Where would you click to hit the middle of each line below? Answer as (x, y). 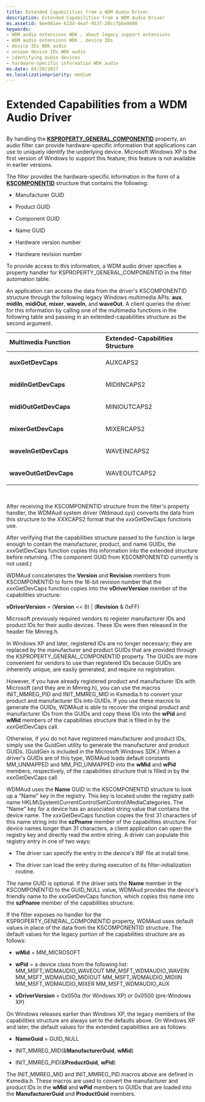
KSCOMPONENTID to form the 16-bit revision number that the (84, 582)
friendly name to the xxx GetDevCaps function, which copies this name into (100, 896)
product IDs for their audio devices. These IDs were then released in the (97, 625)
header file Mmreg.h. (33, 631)
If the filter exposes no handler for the (54, 914)
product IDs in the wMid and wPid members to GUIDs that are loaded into (99, 1087)
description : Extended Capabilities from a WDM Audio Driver (86, 18)
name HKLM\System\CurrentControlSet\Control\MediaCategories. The (95, 802)
